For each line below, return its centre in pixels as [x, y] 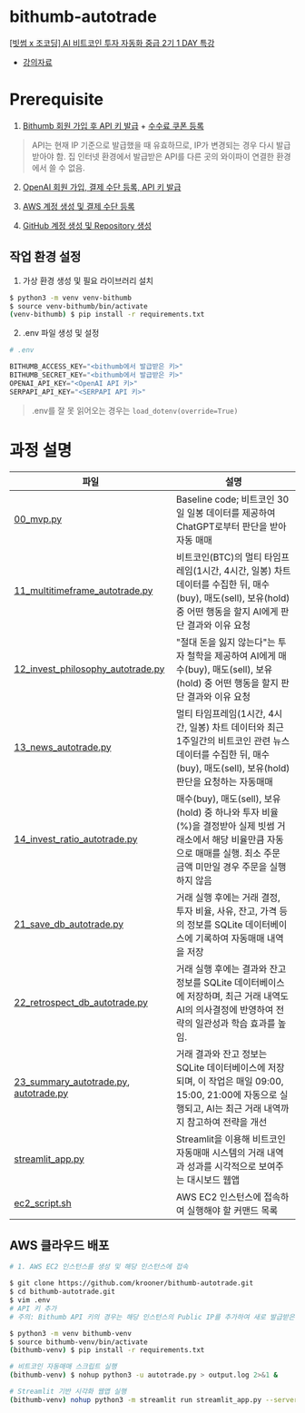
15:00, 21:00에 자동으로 [226, 1094]
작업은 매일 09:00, [246, 1081]
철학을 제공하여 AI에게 [231, 655]
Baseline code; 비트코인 [225, 499]
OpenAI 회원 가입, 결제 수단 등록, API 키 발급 [102, 187]
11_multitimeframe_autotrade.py [84, 590]
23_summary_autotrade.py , [72, 1082]
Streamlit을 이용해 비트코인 [231, 1139]
